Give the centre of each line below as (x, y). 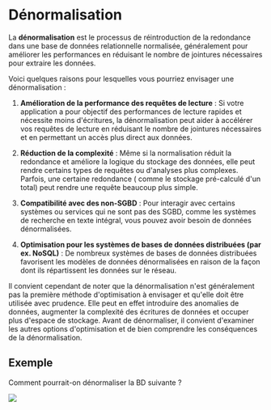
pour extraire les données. (52, 63)
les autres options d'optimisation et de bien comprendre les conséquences (133, 328)
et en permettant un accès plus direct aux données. (106, 137)
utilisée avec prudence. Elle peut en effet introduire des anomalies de (124, 303)
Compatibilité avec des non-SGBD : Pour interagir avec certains (128, 203)
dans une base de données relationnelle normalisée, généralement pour (128, 45)
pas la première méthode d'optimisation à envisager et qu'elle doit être (126, 294)
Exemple (31, 363)
